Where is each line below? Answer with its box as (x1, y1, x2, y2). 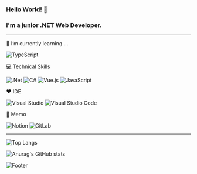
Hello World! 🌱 (6, 5, 48, 14)
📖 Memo (6, 111, 26, 118)
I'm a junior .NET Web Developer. (6, 21, 103, 29)
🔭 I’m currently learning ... (6, 40, 69, 47)
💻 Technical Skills (6, 63, 50, 70)
